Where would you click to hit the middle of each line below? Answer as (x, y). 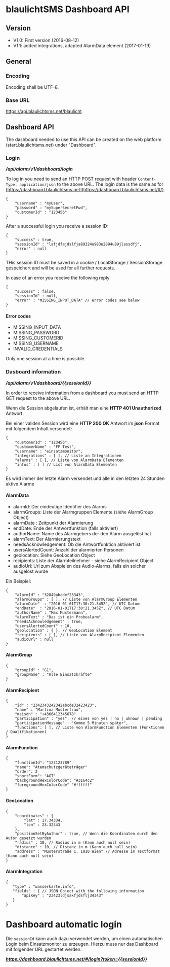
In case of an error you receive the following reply (58, 278)
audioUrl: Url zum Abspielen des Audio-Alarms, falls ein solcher (79, 566)
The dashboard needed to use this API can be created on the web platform (83, 139)
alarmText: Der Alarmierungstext (47, 539)
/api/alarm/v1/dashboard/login (39, 169)
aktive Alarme (20, 483)
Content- (147, 179)
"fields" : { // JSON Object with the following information (78, 891)
